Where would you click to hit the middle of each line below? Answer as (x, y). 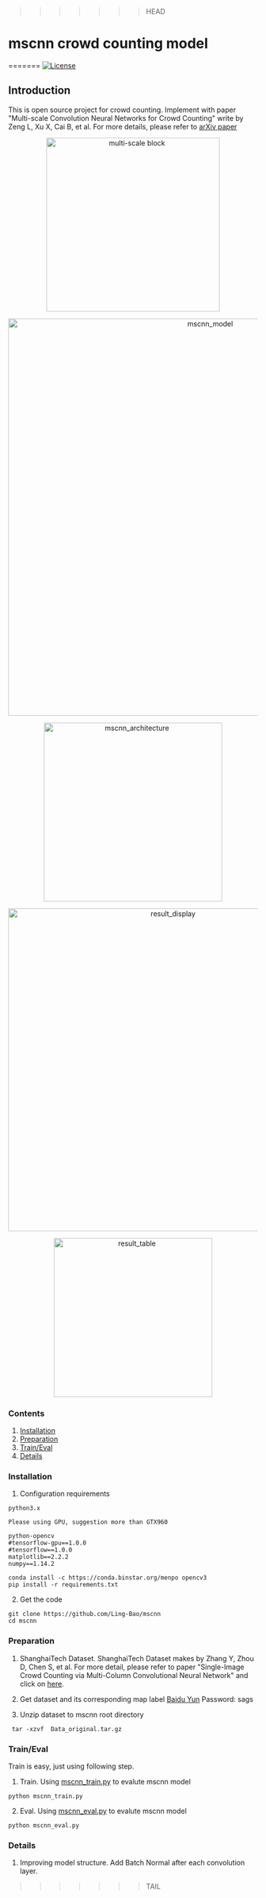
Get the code (41, 1599)
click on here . (42, 1683)
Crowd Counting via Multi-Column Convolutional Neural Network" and (134, 1675)
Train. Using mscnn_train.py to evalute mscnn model (105, 1781)
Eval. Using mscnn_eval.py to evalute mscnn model (103, 1811)
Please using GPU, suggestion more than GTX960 (88, 1522)
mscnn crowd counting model (108, 44)
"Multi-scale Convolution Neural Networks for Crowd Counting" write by (126, 118)
